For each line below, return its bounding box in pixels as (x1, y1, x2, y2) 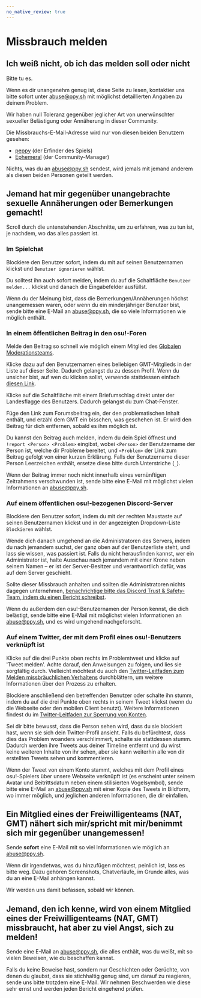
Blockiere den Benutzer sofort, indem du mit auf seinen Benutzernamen (6, 258, 184, 265)
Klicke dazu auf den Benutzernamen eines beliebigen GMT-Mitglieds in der (6, 361, 192, 368)
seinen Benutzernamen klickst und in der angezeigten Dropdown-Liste (6, 519, 181, 527)
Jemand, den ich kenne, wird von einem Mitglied (6, 903, 191, 914)
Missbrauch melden (6, 34, 108, 48)
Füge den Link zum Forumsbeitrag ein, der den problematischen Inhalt (6, 410, 180, 417)
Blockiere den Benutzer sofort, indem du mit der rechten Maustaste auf (6, 513, 182, 520)
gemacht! (6, 208, 43, 218)
